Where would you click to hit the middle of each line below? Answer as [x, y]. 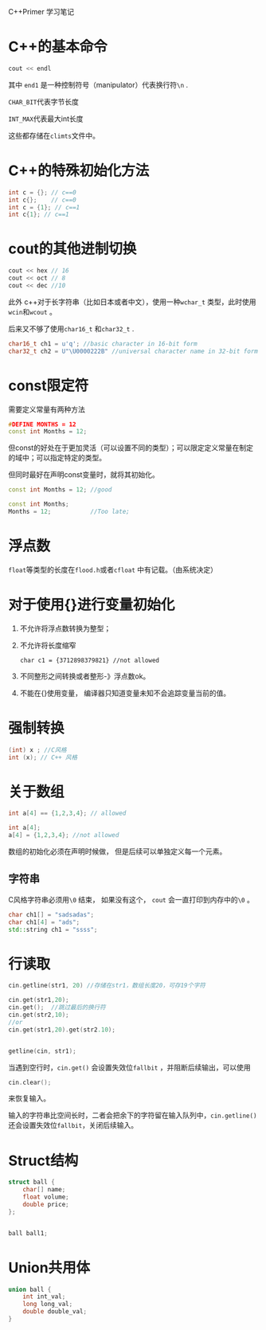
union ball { [30, 1289]
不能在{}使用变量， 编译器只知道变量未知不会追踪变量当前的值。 [125, 693]
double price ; [46, 1204]
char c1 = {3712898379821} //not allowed [89, 660]
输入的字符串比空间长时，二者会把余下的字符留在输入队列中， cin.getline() [133, 1115]
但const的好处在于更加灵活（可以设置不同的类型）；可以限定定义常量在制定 [131, 448]
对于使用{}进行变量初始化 [92, 604]
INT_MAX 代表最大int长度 [46, 119]
